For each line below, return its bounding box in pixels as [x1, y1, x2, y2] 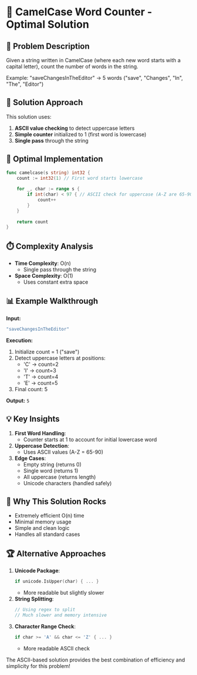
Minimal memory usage [14, 518, 72, 525]
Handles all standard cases [14, 531, 80, 538]
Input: [6, 314, 21, 322]
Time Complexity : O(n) [14, 260, 72, 267]
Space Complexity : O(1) [14, 273, 73, 280]
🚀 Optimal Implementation [6, 154, 104, 164]
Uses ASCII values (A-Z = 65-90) [23, 448, 104, 455]
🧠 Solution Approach [6, 98, 83, 108]
